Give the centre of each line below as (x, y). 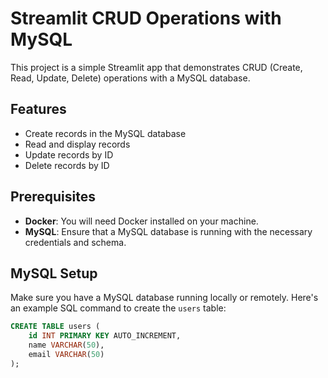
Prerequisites (53, 197)
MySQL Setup (54, 273)
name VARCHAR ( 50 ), (66, 345)
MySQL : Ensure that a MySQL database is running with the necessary (168, 231)
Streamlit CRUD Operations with (146, 18)
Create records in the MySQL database (105, 133)
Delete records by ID (67, 165)
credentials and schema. (75, 242)
